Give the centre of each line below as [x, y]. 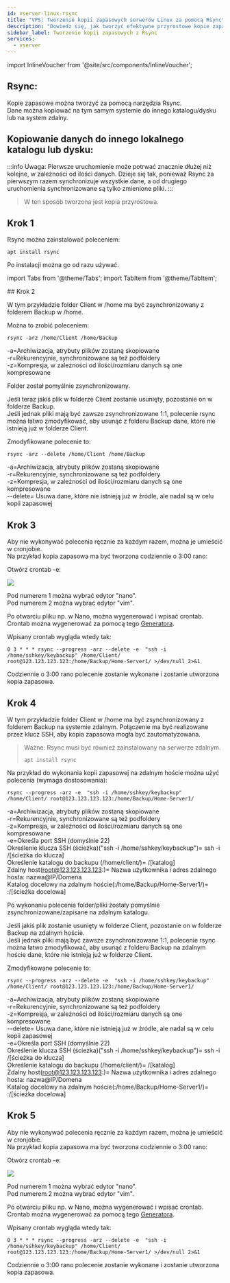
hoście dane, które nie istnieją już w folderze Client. [80, 955]
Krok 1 [21, 223]
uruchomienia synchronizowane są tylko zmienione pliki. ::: [90, 188]
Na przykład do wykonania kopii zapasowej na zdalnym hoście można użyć [113, 773]
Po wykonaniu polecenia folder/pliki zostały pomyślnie [84, 905]
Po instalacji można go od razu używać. [63, 265]
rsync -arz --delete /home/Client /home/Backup [76, 454]
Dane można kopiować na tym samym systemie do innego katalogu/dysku [112, 110]
